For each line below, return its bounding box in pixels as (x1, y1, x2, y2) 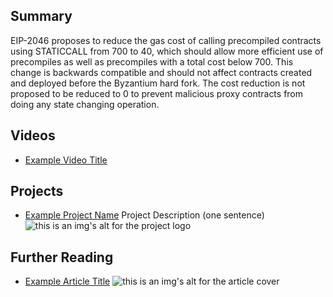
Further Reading (10, 249, 114, 266)
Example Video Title (24, 154, 108, 166)
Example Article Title (24, 275, 111, 288)
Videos (10, 127, 56, 144)
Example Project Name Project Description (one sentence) (24, 209, 265, 221)
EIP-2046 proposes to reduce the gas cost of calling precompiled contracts (10, 34, 322, 46)
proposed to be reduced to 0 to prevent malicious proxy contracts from (10, 87, 304, 99)
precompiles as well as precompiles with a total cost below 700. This (10, 55, 294, 68)
